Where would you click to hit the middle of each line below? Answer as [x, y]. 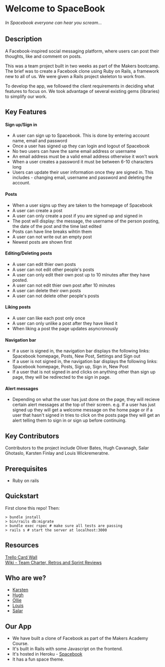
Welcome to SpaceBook [55, 9]
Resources [22, 545]
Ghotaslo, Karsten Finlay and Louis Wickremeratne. [57, 453]
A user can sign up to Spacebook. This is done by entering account [81, 135]
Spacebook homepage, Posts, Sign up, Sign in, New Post [70, 367]
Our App [18, 626]
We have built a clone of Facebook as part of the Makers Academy [80, 638]
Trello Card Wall [21, 557]
